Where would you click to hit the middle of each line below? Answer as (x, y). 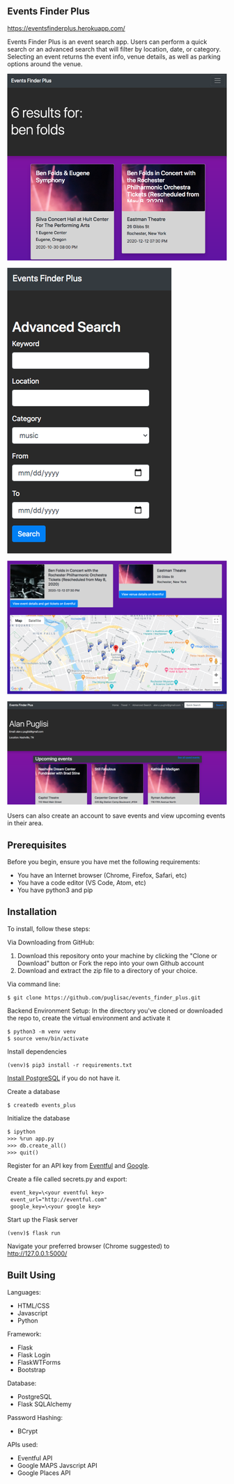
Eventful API (35, 1458)
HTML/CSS (33, 1306)
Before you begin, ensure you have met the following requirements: (104, 861)
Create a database (34, 1091)
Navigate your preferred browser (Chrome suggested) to (88, 1246)
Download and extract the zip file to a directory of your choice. (107, 970)
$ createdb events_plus (42, 1105)
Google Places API (44, 1473)
